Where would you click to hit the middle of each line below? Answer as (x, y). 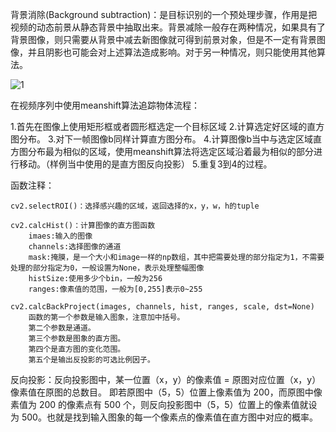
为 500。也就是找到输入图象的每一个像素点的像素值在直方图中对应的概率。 (164, 417)
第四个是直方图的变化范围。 (77, 349)
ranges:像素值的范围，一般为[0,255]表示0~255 (115, 289)
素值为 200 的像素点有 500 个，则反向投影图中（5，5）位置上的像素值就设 (164, 404)
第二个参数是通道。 (62, 328)
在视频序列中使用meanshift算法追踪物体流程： (105, 105)
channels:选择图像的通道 (75, 247)
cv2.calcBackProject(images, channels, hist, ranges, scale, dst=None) (162, 307)
